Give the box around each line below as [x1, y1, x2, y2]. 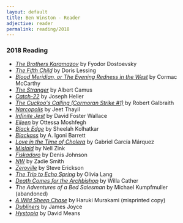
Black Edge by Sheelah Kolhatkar [15, 125, 99, 132]
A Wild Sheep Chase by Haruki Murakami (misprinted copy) [15, 196, 166, 203]
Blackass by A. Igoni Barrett [15, 131, 86, 139]
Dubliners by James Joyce [15, 203, 83, 210]
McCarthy [15, 79, 41, 87]
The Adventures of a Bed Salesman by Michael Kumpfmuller [15, 183, 168, 191]
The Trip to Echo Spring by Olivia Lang [15, 170, 113, 178]
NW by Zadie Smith [15, 157, 64, 165]
